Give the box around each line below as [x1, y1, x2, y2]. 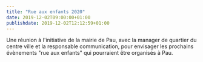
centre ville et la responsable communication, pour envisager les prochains [6, 43, 194, 50]
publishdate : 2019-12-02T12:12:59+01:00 [6, 20, 110, 26]
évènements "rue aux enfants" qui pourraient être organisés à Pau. [6, 49, 173, 57]
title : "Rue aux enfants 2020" [6, 8, 85, 15]
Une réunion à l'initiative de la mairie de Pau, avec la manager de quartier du [6, 37, 197, 44]
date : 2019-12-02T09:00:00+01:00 [6, 14, 91, 20]
